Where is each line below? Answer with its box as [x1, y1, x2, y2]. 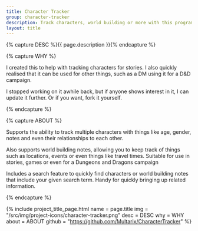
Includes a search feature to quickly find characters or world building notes [6, 170, 189, 177]
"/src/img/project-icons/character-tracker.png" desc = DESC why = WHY [6, 212, 184, 219]
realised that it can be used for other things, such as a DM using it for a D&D [6, 70, 191, 77]
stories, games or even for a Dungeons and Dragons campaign [6, 159, 159, 166]
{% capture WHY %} [6, 52, 57, 60]
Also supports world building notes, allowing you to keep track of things [6, 146, 181, 153]
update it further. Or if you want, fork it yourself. [6, 94, 122, 101]
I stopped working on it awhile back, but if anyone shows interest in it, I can [6, 88, 189, 95]
